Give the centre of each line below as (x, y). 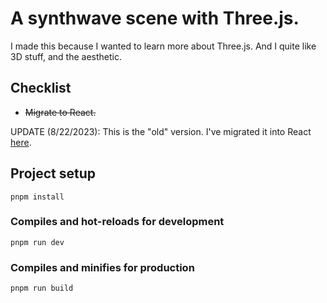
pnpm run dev (37, 242)
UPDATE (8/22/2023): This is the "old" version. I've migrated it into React (161, 131)
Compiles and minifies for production (102, 267)
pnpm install (37, 197)
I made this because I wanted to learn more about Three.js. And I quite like (163, 46)
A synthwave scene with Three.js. (155, 18)
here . (21, 142)
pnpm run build (42, 288)
